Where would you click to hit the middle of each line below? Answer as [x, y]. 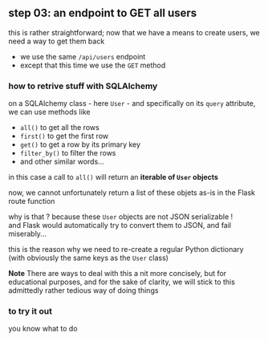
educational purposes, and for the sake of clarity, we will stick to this [122, 282]
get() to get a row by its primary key [80, 144]
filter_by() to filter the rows [68, 153]
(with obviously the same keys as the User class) [88, 258]
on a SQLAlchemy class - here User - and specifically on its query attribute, [132, 104]
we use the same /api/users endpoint [83, 56]
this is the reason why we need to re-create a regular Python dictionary [126, 250]
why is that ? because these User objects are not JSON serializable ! [121, 217]
